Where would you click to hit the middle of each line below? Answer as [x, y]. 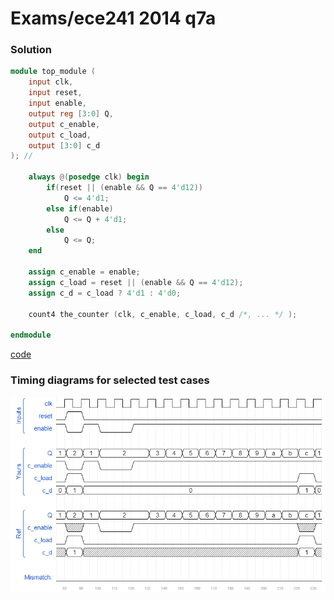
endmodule [31, 335]
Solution [31, 50]
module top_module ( [53, 72]
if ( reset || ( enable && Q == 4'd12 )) [124, 188]
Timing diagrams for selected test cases [110, 380]
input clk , [51, 82]
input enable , [57, 103]
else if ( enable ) [80, 208]
